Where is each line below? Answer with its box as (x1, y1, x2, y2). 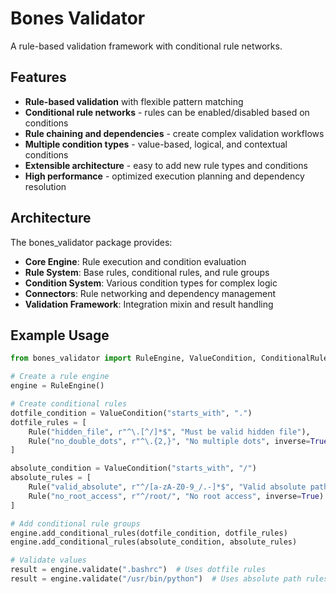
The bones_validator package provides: (10, 236, 173, 248)
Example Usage (10, 327, 110, 344)
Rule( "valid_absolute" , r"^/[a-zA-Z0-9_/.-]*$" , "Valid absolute (28, 482, 307, 492)
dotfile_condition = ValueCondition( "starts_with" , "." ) (10, 408, 253, 418)
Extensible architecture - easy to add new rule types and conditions (24, 159, 309, 171)
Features (10, 69, 67, 86)
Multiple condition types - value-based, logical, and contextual (24, 138, 288, 150)
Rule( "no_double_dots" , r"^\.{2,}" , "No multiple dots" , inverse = (28, 436, 311, 446)
